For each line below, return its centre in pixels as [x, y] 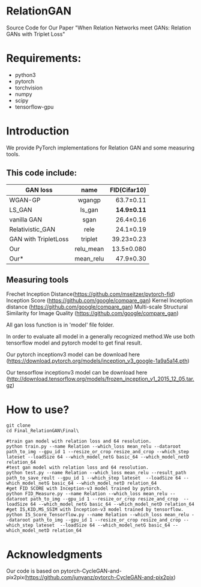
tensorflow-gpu [34, 107]
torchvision [29, 88]
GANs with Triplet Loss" [36, 34]
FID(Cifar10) [128, 190]
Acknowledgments [55, 554]
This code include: [42, 173]
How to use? [38, 410]
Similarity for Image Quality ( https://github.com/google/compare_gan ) [92, 313]
